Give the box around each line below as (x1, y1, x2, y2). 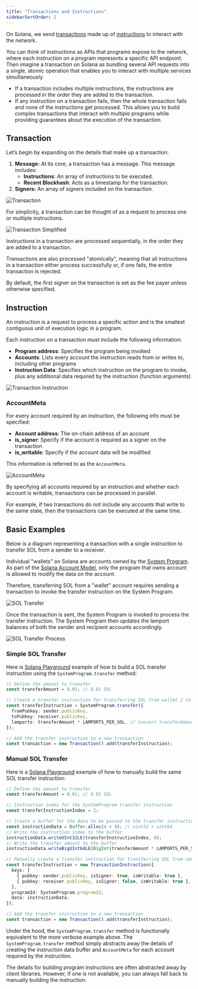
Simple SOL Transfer (6, 650, 67, 658)
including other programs (14, 360, 77, 367)
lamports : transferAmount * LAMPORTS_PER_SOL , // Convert (11, 719, 157, 725)
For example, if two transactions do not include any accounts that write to (6, 501, 185, 508)
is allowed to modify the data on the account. (6, 570, 116, 578)
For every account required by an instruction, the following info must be (6, 412, 180, 420)
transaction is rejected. (6, 268, 62, 275)
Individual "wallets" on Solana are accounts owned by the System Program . (6, 558, 190, 565)
